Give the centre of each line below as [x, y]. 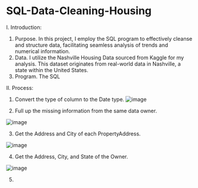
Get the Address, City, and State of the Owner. [71, 156]
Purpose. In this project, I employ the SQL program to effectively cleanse [103, 38]
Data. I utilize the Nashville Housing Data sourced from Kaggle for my [99, 57]
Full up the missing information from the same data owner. [86, 111]
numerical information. [42, 51]
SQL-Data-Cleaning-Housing [79, 11]
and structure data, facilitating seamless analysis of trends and [91, 45]
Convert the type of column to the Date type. [69, 99]
